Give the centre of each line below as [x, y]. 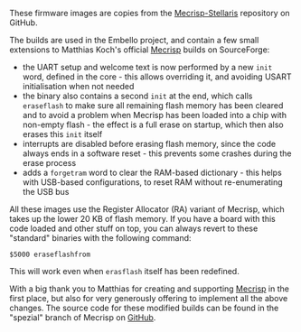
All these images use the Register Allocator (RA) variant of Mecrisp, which [147, 209]
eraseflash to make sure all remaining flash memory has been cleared [153, 106]
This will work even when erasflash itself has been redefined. [124, 271]
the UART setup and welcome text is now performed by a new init [147, 67]
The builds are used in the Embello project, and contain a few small [134, 40]
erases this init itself [62, 134]
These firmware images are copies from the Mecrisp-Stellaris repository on [150, 13]
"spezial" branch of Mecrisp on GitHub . [83, 318]
